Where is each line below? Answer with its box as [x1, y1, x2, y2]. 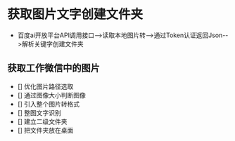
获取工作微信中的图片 [7, 62, 100, 74]
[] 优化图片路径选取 [17, 82, 74, 90]
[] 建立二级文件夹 [17, 117, 68, 126]
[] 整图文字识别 [17, 108, 61, 116]
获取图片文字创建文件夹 [7, 6, 144, 22]
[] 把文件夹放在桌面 [17, 126, 74, 134]
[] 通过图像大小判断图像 [17, 90, 86, 99]
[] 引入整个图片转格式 [17, 100, 80, 108]
